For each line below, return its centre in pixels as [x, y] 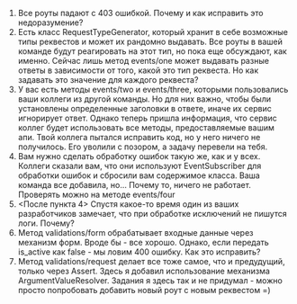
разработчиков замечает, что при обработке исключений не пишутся [152, 214]
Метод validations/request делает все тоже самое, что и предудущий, [151, 261]
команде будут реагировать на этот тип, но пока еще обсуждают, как [153, 51]
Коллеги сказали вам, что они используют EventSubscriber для [139, 166]
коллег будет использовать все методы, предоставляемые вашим [146, 128]
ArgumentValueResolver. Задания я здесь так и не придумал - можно [150, 281]
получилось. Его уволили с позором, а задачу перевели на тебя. [143, 147]
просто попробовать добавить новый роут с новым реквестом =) [144, 290]
